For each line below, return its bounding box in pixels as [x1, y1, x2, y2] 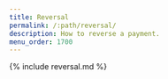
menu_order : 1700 [9, 37, 73, 47]
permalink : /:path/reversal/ [9, 21, 117, 30]
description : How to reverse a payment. [9, 29, 161, 38]
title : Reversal [9, 12, 69, 22]
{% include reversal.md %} [9, 61, 108, 72]
